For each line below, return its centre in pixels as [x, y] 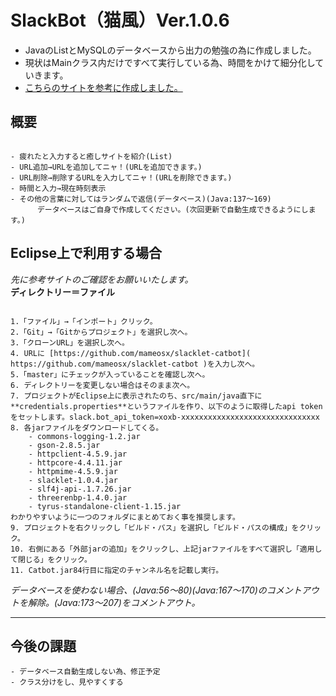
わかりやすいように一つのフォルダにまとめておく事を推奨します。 [125, 517]
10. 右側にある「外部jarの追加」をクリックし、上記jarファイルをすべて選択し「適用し [166, 549]
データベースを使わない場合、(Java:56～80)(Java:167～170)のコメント [156, 590]
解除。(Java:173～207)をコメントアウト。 [114, 602]
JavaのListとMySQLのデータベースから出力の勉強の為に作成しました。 [170, 50]
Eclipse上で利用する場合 [86, 253]
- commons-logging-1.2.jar [84, 436]
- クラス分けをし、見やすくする [67, 682]
